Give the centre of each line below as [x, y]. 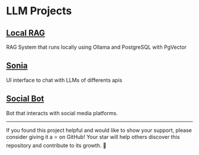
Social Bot [25, 99]
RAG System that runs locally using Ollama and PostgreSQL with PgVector [97, 47]
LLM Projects [39, 11]
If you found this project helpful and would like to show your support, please [99, 130]
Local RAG [26, 33]
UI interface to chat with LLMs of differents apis [64, 80]
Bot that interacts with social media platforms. [62, 113]
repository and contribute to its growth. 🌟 [56, 145]
